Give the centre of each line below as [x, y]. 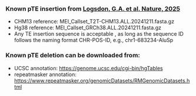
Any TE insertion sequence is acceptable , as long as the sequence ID [99, 34]
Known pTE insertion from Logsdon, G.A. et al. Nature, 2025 [93, 9]
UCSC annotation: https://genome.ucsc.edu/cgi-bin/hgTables [88, 68]
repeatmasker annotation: [45, 74]
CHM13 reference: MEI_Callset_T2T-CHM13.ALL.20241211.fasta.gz [94, 22]
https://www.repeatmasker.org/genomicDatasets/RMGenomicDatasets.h [102, 80]
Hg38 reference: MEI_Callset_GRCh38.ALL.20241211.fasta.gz [87, 28]
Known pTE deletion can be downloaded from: [73, 56]
